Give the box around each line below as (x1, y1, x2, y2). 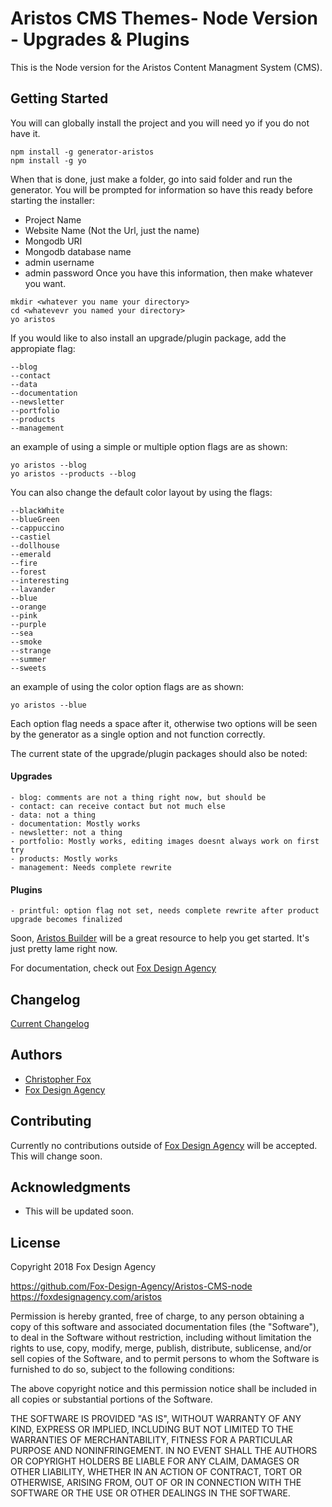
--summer (10, 654, 47, 664)
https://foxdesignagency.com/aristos (10, 1291, 162, 1303)
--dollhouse (10, 540, 60, 551)
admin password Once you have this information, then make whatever (24, 267, 313, 279)
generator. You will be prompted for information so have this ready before (10, 183, 313, 196)
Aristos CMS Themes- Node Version (10, 7, 318, 30)
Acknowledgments (10, 1178, 132, 1196)
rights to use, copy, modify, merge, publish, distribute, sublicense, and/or (10, 1342, 312, 1354)
